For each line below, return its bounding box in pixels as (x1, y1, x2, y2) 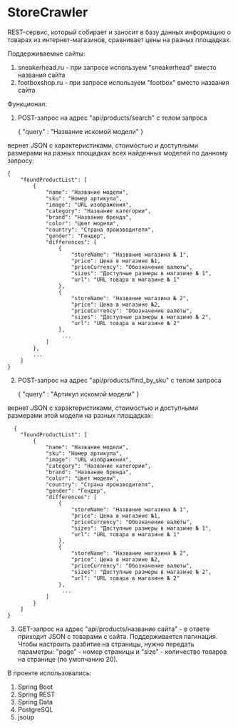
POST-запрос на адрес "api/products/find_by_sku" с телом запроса (17, 376, 222, 384)
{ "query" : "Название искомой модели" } (17, 127, 144, 135)
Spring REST (17, 689, 56, 699)
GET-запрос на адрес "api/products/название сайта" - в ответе (17, 625, 210, 633)
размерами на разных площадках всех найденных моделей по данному (7, 148, 228, 157)
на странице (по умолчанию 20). (17, 655, 118, 663)
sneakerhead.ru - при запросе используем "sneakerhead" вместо (17, 63, 217, 71)
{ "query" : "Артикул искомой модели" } (17, 389, 140, 398)
